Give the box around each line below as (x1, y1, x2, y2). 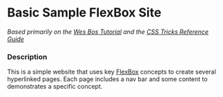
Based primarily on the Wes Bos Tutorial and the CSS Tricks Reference (7, 28, 209, 36)
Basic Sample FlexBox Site (7, 5, 162, 21)
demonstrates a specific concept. (7, 83, 103, 91)
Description (7, 52, 48, 61)
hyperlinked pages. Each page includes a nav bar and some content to (7, 75, 209, 83)
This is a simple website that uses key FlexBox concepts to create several (7, 67, 216, 76)
